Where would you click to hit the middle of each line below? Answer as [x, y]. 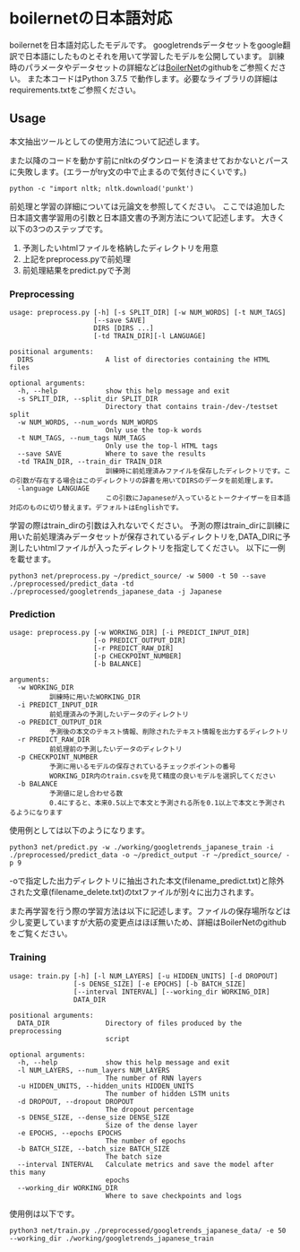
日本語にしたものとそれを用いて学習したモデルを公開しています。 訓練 [154, 56]
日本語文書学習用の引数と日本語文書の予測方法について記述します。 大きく [147, 217]
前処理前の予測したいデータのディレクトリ [116, 750]
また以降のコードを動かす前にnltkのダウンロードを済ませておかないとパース [149, 160]
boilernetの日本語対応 [91, 18]
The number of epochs [146, 1141]
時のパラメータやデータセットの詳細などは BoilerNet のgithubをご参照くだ [144, 67]
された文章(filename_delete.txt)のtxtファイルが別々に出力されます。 [134, 892]
